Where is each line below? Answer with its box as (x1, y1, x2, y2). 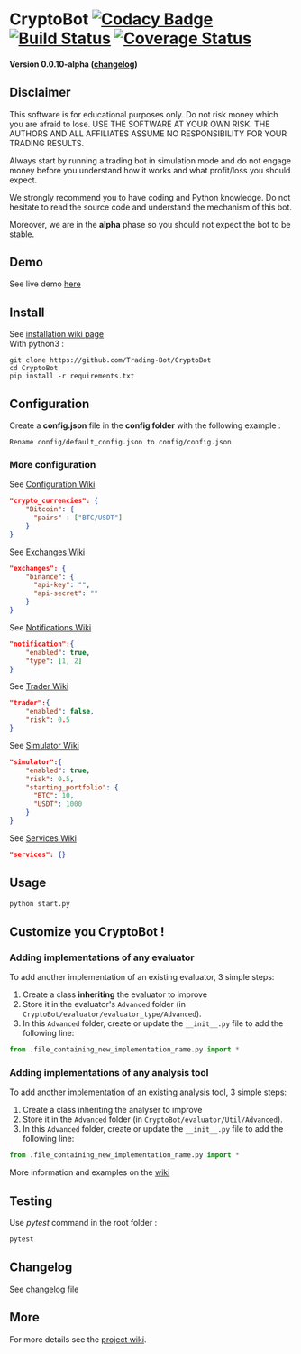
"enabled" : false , (25, 707, 95, 716)
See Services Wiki (9, 832, 77, 844)
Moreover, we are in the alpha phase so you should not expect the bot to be (9, 219, 291, 229)
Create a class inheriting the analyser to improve (22, 1105, 203, 1116)
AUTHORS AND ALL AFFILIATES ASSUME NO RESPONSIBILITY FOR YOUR (9, 127, 287, 139)
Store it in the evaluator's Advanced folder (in (22, 999, 187, 1010)
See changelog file (9, 1284, 79, 1294)
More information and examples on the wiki (9, 1167, 170, 1178)
